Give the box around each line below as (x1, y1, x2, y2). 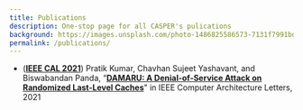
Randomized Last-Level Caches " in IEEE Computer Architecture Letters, (22, 82, 293, 93)
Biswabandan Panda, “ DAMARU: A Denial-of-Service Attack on (22, 73, 262, 84)
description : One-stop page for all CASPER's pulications (9, 22, 232, 31)
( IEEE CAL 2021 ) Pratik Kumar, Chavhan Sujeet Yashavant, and (22, 63, 255, 74)
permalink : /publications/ (9, 38, 111, 48)
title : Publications (9, 13, 87, 23)
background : (9, 30, 54, 39)
